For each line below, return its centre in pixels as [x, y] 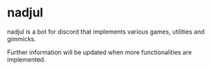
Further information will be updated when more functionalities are [99, 52]
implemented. [26, 59]
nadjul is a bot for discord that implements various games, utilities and [106, 32]
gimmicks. [22, 38]
